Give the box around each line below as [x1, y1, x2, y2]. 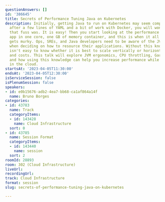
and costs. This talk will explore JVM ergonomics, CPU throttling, [9, 52, 153, 58]
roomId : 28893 [5, 157, 34, 162]
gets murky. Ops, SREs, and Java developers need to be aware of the [9, 39, 155, 44]
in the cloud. [9, 62, 38, 67]
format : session [5, 180, 38, 185]
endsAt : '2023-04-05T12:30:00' [5, 71, 69, 76]
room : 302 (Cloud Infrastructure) [5, 162, 76, 167]
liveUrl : [5, 167, 23, 172]
